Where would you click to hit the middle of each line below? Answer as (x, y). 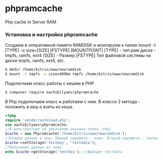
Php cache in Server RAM (31, 22)
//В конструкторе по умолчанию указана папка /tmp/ (58, 129)
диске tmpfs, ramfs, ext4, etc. (35, 61)
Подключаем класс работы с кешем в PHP (50, 83)
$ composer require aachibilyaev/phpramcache (52, 92)
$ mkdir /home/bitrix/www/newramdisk (43, 70)
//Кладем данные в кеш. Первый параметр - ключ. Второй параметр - (75, 138)
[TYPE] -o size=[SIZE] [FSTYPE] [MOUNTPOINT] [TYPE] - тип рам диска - (81, 50)
